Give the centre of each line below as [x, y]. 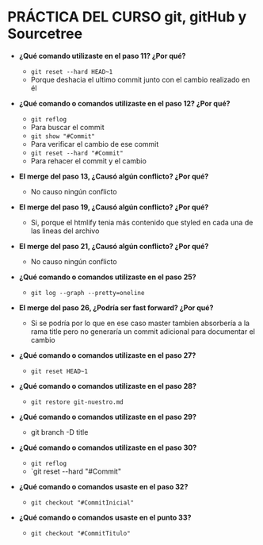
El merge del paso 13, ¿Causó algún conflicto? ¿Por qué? [114, 176]
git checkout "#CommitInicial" [82, 503]
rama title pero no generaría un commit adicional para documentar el [143, 331]
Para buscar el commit [67, 127]
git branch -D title [59, 432]
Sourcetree [45, 34]
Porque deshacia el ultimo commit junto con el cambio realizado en [140, 79]
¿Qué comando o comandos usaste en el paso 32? [103, 486]
